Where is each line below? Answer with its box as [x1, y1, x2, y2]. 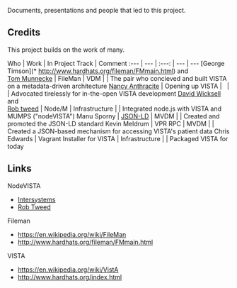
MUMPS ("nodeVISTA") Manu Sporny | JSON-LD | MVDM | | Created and [7, 111, 220, 120]
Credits [7, 26, 41, 38]
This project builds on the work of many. [7, 45, 125, 54]
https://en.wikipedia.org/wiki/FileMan [17, 230, 127, 238]
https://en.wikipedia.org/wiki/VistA [17, 265, 119, 274]
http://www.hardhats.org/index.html [17, 272, 122, 281]
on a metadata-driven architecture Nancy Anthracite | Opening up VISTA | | [7, 82, 230, 90]
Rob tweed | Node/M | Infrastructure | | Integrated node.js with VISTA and [7, 104, 221, 113]
